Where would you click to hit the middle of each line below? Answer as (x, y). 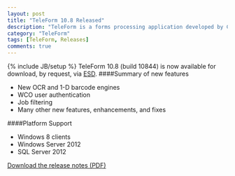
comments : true (29, 46)
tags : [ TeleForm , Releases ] (48, 40)
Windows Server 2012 (49, 144)
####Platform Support (40, 123)
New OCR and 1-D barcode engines (69, 87)
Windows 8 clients (44, 137)
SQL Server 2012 (42, 152)
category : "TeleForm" (39, 33)
